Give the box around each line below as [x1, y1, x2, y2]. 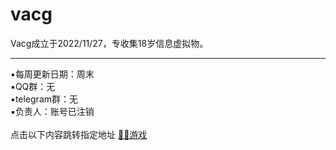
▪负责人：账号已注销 [10, 105, 95, 117]
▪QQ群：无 [10, 80, 56, 92]
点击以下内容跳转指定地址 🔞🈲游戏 [10, 128, 148, 140]
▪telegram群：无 [10, 93, 79, 105]
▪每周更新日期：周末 [10, 68, 95, 80]
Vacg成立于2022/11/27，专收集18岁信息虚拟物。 [10, 37, 209, 49]
